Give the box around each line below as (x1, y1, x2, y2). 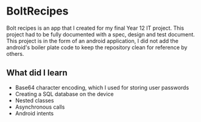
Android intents (15, 109, 54, 117)
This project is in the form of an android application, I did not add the (6, 37, 178, 44)
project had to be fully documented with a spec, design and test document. (6, 30, 195, 38)
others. (6, 50, 24, 57)
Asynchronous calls (15, 103, 65, 110)
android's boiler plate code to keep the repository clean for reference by (6, 44, 188, 51)
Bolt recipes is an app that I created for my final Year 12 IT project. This (6, 24, 185, 32)
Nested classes (15, 97, 54, 104)
